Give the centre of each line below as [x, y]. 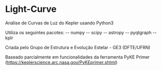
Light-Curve [31, 9]
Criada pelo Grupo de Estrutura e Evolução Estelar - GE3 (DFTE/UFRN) [78, 47]
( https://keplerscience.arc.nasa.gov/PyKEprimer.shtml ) [62, 62]
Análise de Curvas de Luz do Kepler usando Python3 [59, 23]
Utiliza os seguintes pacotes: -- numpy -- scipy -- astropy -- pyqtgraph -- [81, 32]
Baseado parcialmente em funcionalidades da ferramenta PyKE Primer [78, 57]
